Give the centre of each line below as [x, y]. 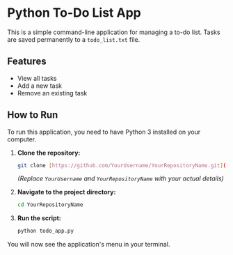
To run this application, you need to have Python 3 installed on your [104, 132]
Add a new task [40, 86]
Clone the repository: [49, 153]
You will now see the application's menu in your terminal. [89, 245]
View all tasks [37, 78]
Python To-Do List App [74, 13]
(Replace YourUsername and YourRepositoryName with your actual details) [120, 178]
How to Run [33, 115]
